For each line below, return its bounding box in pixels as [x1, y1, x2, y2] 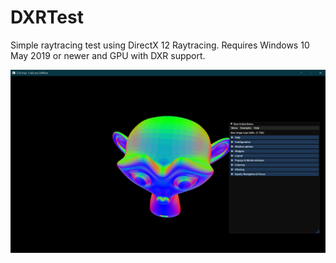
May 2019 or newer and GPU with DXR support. [10, 49, 206, 61]
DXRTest [10, 6, 84, 29]
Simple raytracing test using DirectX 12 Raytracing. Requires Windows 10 [10, 39, 310, 51]
